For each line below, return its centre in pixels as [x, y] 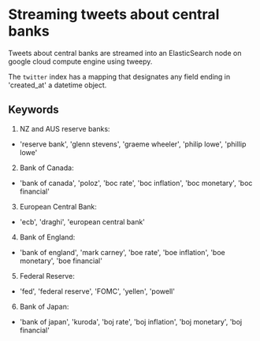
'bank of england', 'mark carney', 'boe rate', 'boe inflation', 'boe [123, 252]
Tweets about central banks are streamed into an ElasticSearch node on [125, 53]
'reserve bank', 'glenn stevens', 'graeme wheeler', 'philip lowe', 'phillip [133, 144]
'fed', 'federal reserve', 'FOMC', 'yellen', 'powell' [97, 291]
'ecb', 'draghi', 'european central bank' [82, 221]
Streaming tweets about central [114, 15]
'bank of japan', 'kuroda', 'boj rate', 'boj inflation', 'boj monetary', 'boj [131, 321]
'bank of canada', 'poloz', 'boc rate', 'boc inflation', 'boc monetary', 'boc [136, 183]
